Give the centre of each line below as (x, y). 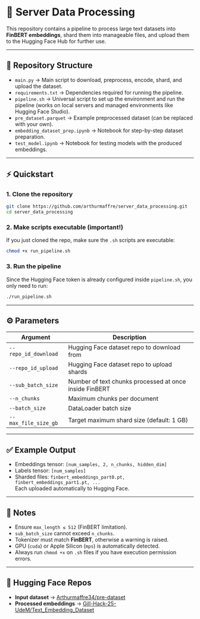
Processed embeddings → (48, 604)
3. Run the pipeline (34, 266)
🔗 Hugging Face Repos (49, 583)
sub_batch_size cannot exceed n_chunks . (65, 533)
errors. (23, 558)
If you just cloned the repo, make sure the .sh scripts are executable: (91, 240)
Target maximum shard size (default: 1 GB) (128, 420)
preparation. (30, 137)
